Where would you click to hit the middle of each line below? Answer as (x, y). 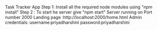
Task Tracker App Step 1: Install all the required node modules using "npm (79, 7)
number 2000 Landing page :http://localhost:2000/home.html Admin (73, 17)
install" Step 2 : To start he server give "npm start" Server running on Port (79, 12)
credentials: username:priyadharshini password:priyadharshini (67, 22)
